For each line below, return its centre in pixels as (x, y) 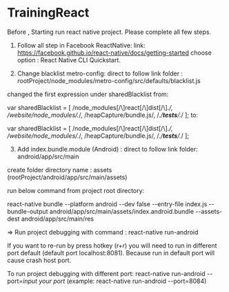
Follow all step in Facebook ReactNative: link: (81, 45)
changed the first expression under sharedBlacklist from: (88, 94)
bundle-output (28, 211)
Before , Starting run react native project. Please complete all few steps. (109, 32)
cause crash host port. (39, 260)
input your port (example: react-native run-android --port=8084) (115, 281)
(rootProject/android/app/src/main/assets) (67, 177)
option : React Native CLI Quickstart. (69, 60)
